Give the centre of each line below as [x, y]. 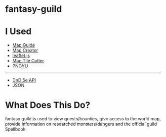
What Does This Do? [48, 105]
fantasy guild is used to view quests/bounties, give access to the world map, [83, 119]
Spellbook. [16, 129]
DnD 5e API [24, 80]
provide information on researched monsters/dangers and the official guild [81, 124]
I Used [18, 32]
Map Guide [23, 45]
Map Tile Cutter [28, 61]
